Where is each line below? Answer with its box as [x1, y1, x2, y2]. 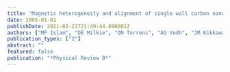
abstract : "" [7, 42, 44, 49]
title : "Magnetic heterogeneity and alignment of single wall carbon [7, 10, 210, 17]
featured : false [7, 49, 53, 56]
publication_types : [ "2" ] [7, 36, 81, 43]
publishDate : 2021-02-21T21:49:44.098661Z [7, 23, 130, 29]
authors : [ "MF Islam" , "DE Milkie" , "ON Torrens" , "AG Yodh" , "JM [7, 29, 201, 36]
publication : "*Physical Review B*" [7, 55, 112, 62]
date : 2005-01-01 [7, 16, 57, 23]
